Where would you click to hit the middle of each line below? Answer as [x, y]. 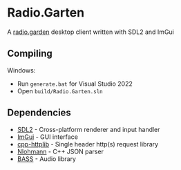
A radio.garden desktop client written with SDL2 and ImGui [90, 32]
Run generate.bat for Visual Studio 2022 [75, 84]
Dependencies [39, 113]
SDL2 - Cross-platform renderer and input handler [88, 129]
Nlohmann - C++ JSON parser [60, 151]
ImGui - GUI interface [47, 137]
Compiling [30, 54]
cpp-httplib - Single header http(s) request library [88, 144]
